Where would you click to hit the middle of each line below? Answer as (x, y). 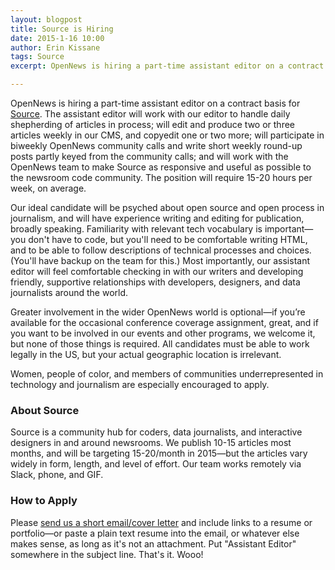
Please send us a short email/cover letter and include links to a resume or (161, 522)
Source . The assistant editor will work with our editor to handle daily (150, 114)
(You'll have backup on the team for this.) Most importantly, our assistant (160, 260)
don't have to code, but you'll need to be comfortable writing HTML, (168, 239)
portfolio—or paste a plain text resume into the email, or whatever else (155, 533)
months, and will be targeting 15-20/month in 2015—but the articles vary (159, 453)
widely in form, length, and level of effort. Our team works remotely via (156, 464)
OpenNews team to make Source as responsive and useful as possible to (161, 167)
